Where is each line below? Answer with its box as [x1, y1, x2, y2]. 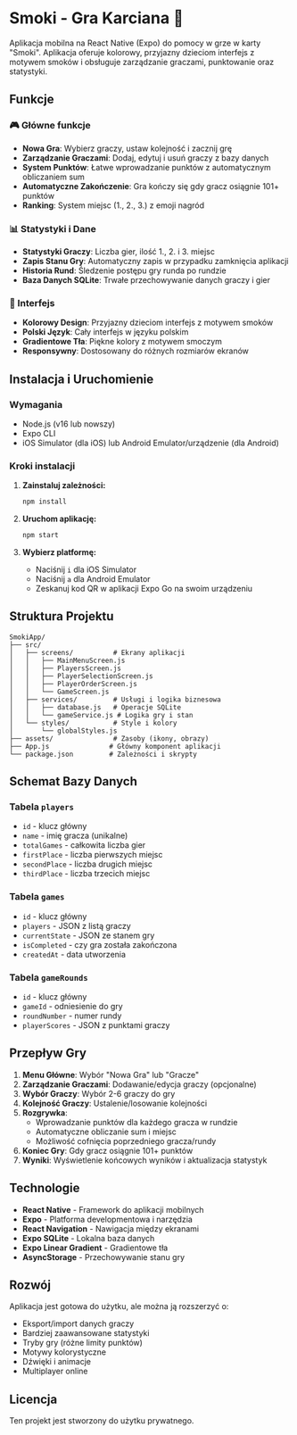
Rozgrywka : [21, 1107, 69, 1118]
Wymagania [9, 398, 63, 411]
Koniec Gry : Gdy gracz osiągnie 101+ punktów [21, 1145, 194, 1156]
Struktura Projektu [9, 609, 114, 624]
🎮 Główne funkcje [9, 120, 91, 132]
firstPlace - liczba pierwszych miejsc [21, 850, 163, 860]
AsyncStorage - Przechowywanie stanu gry [21, 1251, 186, 1262]
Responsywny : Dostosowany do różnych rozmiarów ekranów [21, 345, 250, 356]
